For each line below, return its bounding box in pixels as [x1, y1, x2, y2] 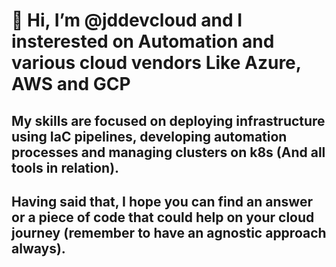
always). [11, 240, 66, 257]
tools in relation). [11, 159, 120, 176]
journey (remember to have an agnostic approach [11, 224, 327, 241]
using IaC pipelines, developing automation [11, 128, 288, 145]
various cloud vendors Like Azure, [11, 52, 302, 74]
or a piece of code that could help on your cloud [11, 209, 315, 226]
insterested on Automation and [11, 30, 275, 53]
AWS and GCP [11, 73, 131, 96]
